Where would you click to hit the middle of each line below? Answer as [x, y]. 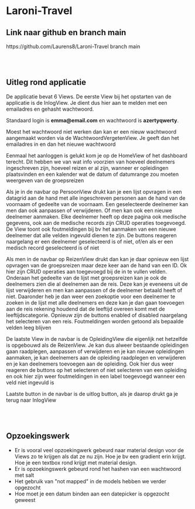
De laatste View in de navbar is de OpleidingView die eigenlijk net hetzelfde [97, 339]
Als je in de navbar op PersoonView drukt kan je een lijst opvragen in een [94, 192]
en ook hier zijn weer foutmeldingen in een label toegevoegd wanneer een [96, 376]
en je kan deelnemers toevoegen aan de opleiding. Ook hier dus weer [90, 364]
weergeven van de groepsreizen [45, 180]
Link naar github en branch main [66, 33]
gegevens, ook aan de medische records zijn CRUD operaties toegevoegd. [96, 223]
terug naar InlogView [31, 400]
